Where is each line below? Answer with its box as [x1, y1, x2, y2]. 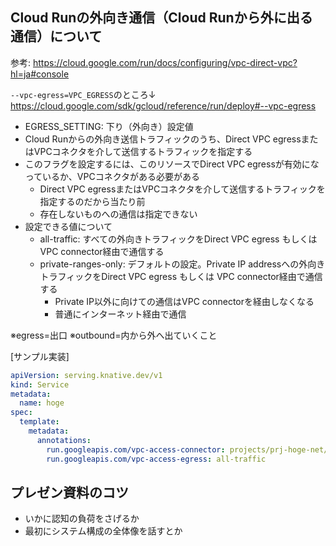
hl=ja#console [10, 68, 70, 80]
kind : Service [10, 379, 70, 390]
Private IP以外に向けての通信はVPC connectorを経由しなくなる [54, 295, 315, 307]
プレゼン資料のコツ [10, 484, 129, 501]
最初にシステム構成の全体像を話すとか [24, 525, 183, 537]
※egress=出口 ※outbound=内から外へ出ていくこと [10, 329, 218, 341]
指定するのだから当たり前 [39, 195, 146, 207]
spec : [10, 408, 33, 418]
